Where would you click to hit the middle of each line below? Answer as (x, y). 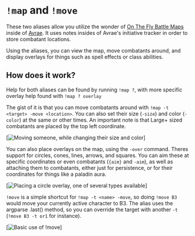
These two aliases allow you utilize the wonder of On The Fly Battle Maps (95, 27)
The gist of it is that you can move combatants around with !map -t (87, 107)
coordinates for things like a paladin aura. (57, 174)
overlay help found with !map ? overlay (54, 96)
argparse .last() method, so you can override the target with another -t (92, 209)
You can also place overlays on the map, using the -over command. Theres (97, 149)
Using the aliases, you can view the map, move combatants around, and (93, 50)
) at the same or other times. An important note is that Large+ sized (101, 120)
